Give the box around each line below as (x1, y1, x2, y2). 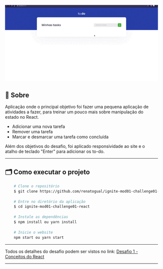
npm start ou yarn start (14, 235, 64, 240)
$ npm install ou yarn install (14, 220, 77, 225)
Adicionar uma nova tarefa (12, 124, 65, 129)
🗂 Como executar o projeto (5, 168, 90, 176)
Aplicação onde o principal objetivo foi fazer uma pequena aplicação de (5, 104, 149, 110)
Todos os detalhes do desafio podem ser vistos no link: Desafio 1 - (5, 248, 138, 254)
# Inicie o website (14, 230, 53, 235)
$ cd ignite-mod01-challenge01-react (14, 204, 90, 209)
